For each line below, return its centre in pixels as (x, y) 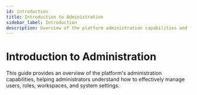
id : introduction (27, 11)
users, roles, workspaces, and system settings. (63, 86)
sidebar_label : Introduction (42, 22)
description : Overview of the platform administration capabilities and (97, 28)
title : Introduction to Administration (55, 17)
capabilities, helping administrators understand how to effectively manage (96, 79)
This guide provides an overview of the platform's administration (84, 73)
